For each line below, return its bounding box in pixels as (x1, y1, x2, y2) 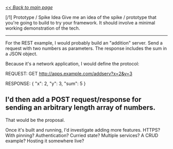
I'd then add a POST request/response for (5, 95, 142, 104)
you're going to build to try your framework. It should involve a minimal (5, 20, 155, 26)
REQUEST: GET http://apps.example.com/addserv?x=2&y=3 (5, 71, 133, 76)
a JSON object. (5, 51, 38, 57)
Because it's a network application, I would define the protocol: (5, 61, 140, 67)
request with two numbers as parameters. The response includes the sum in (5, 46, 167, 51)
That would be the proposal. (5, 117, 65, 123)
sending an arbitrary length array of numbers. (5, 103, 156, 112)
